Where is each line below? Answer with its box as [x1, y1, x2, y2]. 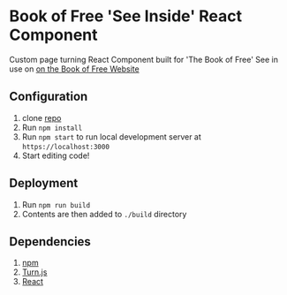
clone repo [21, 112, 62, 123]
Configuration [9, 89, 88, 104]
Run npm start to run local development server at [21, 131, 201, 142]
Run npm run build [21, 199, 91, 209]
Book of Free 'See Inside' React [9, 6, 243, 26]
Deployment [9, 176, 79, 191]
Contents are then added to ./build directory [21, 208, 187, 219]
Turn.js [21, 267, 48, 277]
